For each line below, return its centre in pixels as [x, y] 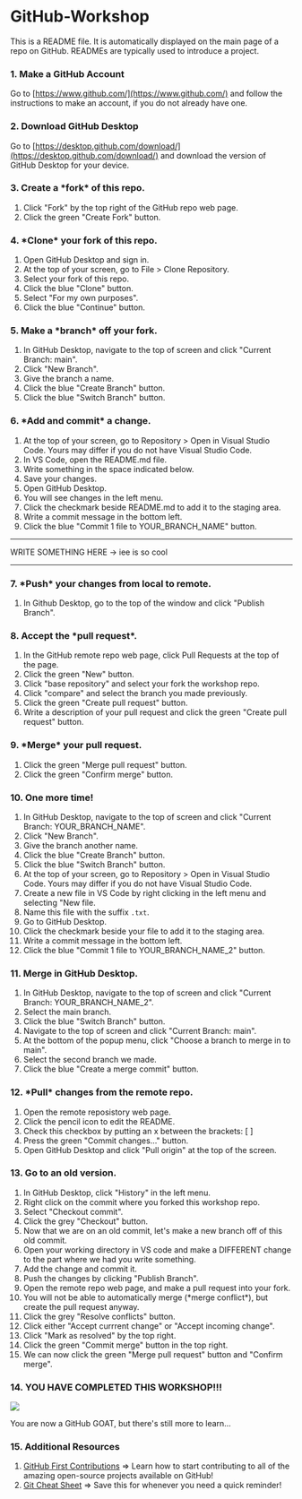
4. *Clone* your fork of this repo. [84, 240]
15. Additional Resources [65, 1447]
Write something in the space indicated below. [108, 469]
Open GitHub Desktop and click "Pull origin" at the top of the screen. [150, 1150]
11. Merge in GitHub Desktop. [74, 973]
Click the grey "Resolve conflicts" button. [99, 1316]
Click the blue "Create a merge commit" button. [111, 1069]
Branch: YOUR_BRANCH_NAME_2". [89, 1003]
